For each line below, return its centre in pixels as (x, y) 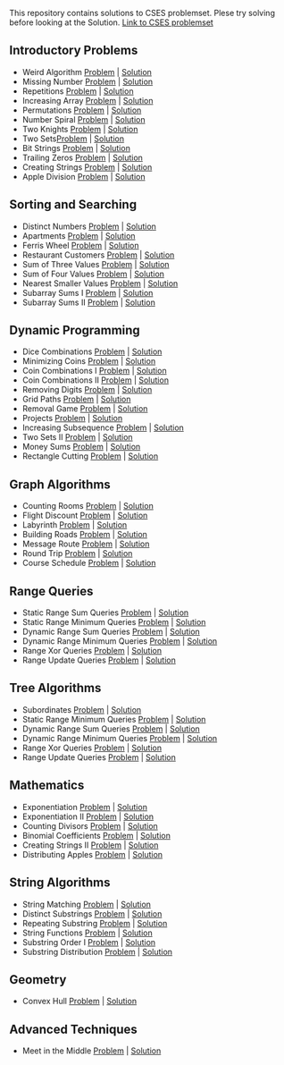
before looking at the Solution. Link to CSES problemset (112, 22)
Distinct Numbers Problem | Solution (89, 226)
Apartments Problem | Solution (79, 235)
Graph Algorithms (60, 484)
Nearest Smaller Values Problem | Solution (100, 283)
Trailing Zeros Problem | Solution (82, 157)
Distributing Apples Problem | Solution (92, 854)
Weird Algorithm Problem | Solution (87, 72)
